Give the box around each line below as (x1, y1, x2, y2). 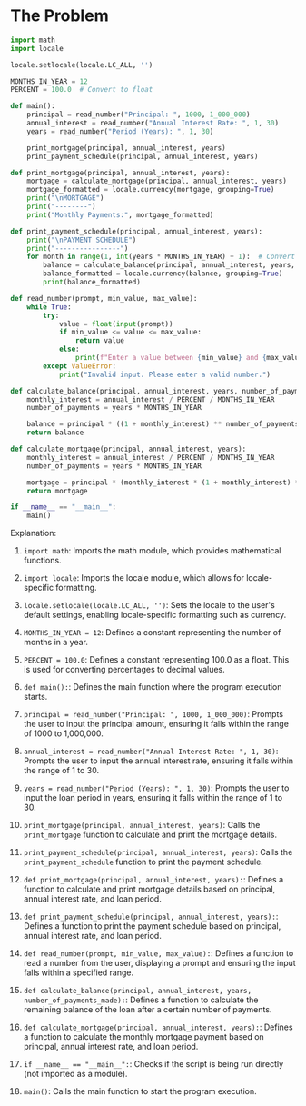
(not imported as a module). (23, 1069, 128, 1080)
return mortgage (26, 486, 89, 495)
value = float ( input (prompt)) (58, 319, 173, 328)
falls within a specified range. (23, 967, 134, 978)
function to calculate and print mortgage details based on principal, (23, 883, 276, 895)
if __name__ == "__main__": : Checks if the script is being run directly (23, 1059, 284, 1070)
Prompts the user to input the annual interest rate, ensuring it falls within (23, 755, 294, 766)
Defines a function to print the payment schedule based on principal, (23, 921, 281, 932)
